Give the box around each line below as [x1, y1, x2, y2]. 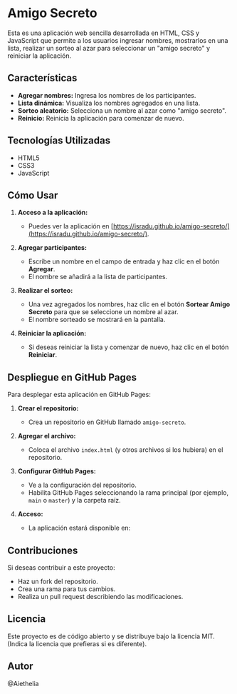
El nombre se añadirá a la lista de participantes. [28, 273, 168, 281]
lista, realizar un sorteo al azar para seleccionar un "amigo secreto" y [7, 44, 210, 52]
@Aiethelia [7, 679, 39, 688]
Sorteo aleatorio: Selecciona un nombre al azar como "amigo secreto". [17, 106, 226, 115]
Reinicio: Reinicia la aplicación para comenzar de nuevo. [17, 114, 184, 122]
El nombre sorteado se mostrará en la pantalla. [28, 316, 166, 324]
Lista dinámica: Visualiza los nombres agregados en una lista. [17, 99, 201, 107]
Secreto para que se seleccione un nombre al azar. [28, 308, 179, 316]
